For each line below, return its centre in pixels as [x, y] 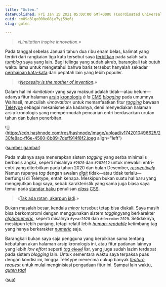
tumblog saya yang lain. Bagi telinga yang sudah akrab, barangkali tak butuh [83, 62]
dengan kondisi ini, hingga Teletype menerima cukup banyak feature [75, 260]
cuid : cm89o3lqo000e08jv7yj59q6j [40, 19]
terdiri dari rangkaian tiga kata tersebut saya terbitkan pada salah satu [76, 57]
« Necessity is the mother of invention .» [57, 82]
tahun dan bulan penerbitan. [34, 118]
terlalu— [133, 173]
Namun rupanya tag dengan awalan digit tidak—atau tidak [64, 173]
